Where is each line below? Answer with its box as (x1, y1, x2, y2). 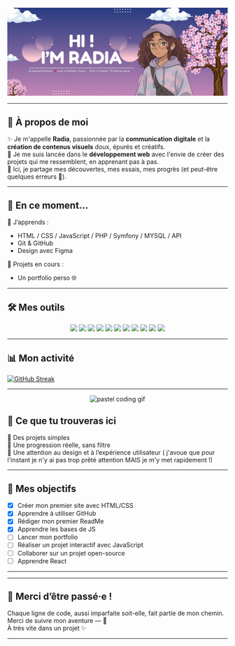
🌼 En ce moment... (7, 199, 89, 211)
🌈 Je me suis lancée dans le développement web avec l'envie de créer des (7, 150, 225, 158)
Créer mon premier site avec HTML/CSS (17, 502, 134, 510)
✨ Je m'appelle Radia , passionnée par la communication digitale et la (7, 135, 211, 144)
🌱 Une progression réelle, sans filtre (7, 441, 111, 449)
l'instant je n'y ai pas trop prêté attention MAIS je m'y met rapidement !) (7, 456, 213, 465)
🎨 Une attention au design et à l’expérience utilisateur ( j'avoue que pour (7, 448, 215, 457)
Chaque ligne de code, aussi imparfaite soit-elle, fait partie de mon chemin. (7, 609, 225, 617)
